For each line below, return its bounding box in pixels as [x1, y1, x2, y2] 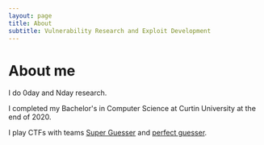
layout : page [8, 11, 52, 20]
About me [8, 61, 76, 80]
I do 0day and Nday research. [8, 88, 107, 97]
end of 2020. [8, 112, 52, 122]
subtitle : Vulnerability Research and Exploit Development [8, 27, 212, 35]
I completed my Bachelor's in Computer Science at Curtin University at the [8, 104, 257, 114]
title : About [8, 19, 52, 27]
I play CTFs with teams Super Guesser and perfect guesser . [8, 128, 207, 138]
